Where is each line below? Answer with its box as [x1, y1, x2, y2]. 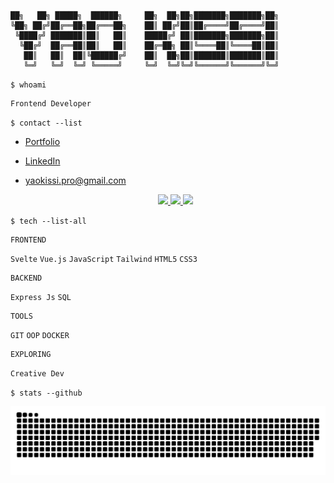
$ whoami [10, 80, 47, 90]
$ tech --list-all [10, 216, 87, 226]
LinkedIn [24, 155, 61, 167]
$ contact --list [10, 118, 83, 128]
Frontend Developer [10, 99, 92, 109]
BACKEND [10, 273, 43, 283]
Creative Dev [10, 369, 65, 379]
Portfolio [24, 136, 61, 147]
